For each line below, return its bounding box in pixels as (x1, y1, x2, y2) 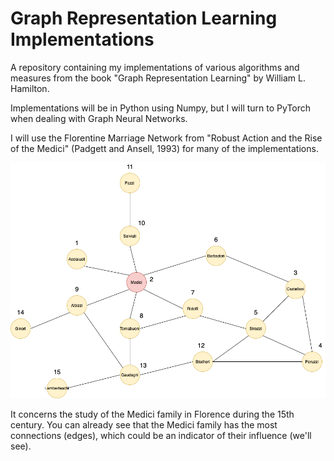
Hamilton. (10, 82, 50, 94)
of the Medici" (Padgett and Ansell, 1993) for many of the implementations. (10, 142, 319, 154)
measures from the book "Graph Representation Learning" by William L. (10, 72, 306, 84)
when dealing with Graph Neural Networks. (10, 112, 188, 124)
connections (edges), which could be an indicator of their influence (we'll (10, 430, 312, 442)
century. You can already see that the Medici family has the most (10, 419, 278, 431)
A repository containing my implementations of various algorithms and (10, 61, 300, 73)
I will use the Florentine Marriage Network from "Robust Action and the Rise (10, 132, 323, 144)
